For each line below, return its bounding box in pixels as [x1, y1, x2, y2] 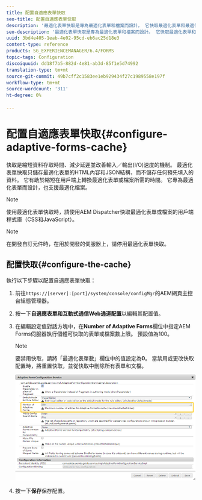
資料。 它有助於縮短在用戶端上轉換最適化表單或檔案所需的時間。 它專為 [6, 176, 183, 183]
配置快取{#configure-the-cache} [6, 260, 132, 270]
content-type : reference [6, 42, 69, 48]
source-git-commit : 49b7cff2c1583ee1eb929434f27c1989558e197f [6, 73, 165, 80]
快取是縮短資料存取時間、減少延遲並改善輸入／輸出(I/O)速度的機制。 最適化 [6, 161, 193, 168]
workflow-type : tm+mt [6, 80, 61, 86]
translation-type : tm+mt [6, 67, 69, 73]
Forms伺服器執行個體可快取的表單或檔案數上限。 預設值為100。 [14, 330, 173, 337]
